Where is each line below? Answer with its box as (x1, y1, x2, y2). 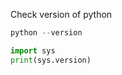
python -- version (10, 28, 83, 38)
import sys (10, 45, 56, 56)
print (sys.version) (10, 55, 92, 65)
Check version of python (10, 9, 113, 20)
